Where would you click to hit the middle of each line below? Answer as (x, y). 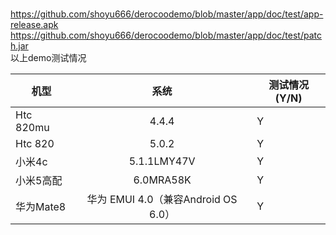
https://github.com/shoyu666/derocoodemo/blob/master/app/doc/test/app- (167, 14)
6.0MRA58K (162, 180)
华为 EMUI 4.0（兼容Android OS (162, 199)
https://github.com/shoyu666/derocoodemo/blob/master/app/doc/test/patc (166, 35)
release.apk (34, 24)
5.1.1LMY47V (162, 161)
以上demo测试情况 (48, 57)
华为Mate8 (41, 206)
